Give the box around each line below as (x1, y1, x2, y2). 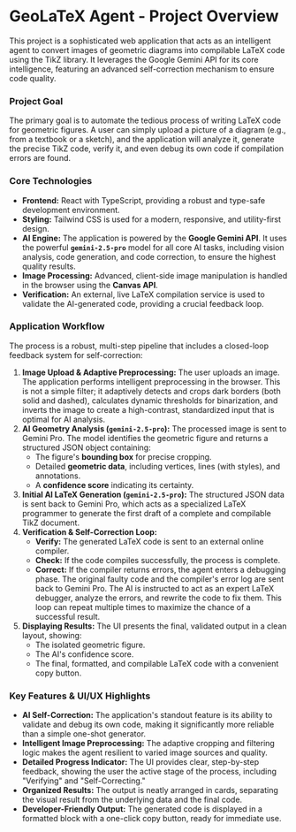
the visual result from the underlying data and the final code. (21, 794, 243, 805)
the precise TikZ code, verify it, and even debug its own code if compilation (9, 143, 285, 154)
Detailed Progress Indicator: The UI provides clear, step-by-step (21, 757, 259, 767)
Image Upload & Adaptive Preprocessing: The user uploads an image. (21, 367, 280, 378)
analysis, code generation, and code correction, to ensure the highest (21, 251, 277, 262)
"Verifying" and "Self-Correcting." (21, 775, 146, 786)
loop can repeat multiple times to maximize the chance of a (34, 601, 251, 612)
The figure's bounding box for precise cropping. (34, 451, 212, 462)
